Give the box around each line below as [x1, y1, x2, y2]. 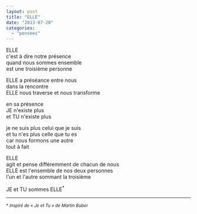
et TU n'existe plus [6, 113, 52, 121]
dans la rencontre [6, 83, 49, 90]
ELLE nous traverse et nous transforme [6, 89, 101, 96]
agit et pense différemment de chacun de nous [6, 161, 120, 168]
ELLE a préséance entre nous [6, 77, 77, 84]
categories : [6, 25, 35, 31]
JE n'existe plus [6, 107, 45, 114]
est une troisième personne [6, 65, 72, 72]
